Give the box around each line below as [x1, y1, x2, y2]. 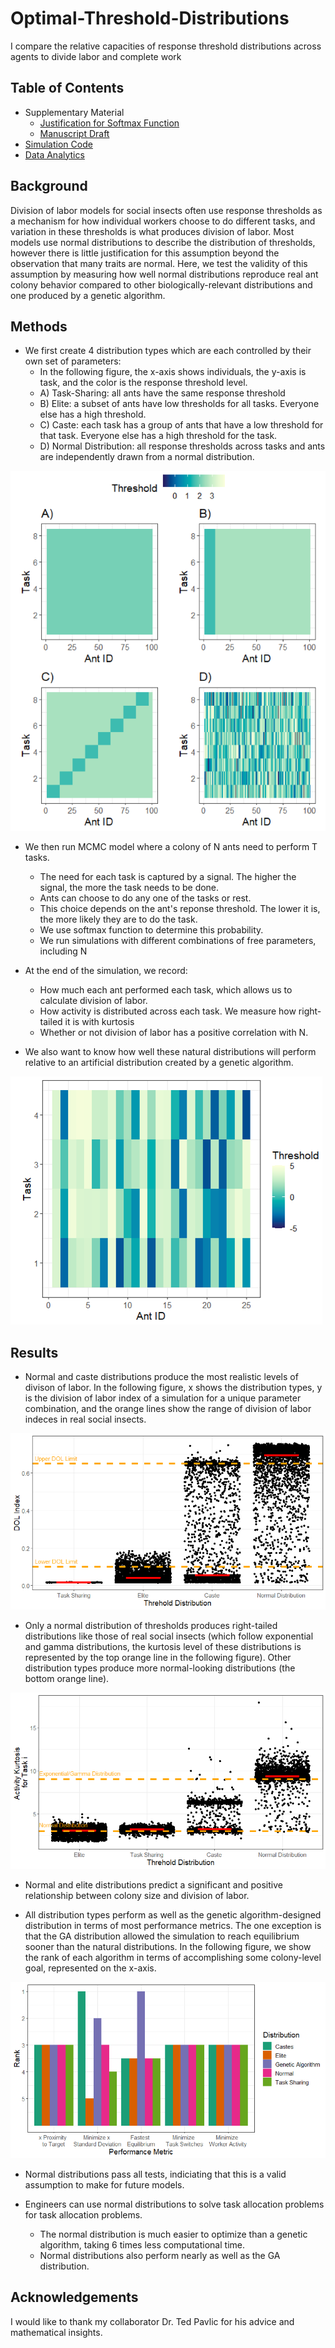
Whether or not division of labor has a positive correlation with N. [39, 1027, 309, 1039]
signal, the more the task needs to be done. [39, 882, 220, 894]
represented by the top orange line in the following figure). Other [24, 1652, 292, 1664]
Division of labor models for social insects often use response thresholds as [10, 204, 323, 216]
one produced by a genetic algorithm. [10, 289, 166, 301]
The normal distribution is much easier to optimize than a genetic [39, 2228, 308, 2241]
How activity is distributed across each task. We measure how [39, 1005, 297, 1017]
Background [10, 178, 88, 195]
